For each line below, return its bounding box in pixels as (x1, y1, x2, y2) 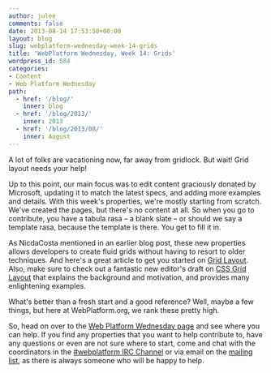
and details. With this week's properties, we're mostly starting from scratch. (8, 196, 262, 206)
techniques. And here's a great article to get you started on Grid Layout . (8, 255, 249, 264)
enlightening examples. (8, 281, 87, 290)
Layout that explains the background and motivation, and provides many (8, 272, 250, 282)
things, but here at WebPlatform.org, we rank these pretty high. (8, 305, 220, 315)
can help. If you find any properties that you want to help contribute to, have (8, 329, 264, 339)
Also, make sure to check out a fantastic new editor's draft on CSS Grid (8, 264, 247, 273)
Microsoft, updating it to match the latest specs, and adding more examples (8, 187, 261, 197)
